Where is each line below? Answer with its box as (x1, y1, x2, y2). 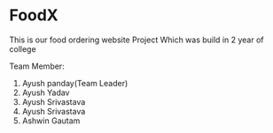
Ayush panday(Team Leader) (21, 78, 129, 88)
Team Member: (9, 61, 65, 71)
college (9, 43, 37, 54)
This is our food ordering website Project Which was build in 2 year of (9, 34, 264, 45)
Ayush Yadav (21, 87, 70, 98)
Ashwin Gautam (21, 115, 81, 126)
